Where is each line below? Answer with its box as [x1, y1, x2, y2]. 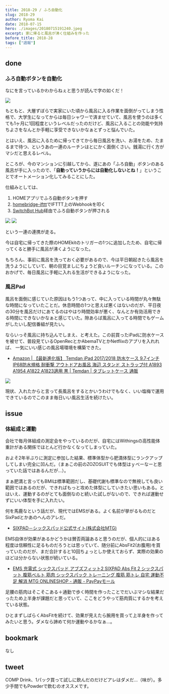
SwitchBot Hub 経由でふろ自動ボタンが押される [12, 208, 110, 214]
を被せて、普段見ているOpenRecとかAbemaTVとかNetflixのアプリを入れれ [5, 338, 160, 344]
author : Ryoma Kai [5, 17, 44, 22]
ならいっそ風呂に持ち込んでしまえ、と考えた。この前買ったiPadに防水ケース [5, 332, 164, 338]
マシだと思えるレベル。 [5, 150, 54, 156]
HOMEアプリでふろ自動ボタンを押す [12, 195, 88, 201]
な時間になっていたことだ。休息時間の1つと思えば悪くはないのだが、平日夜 [5, 302, 161, 308]
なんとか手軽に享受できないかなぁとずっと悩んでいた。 [22, 127, 138, 133]
